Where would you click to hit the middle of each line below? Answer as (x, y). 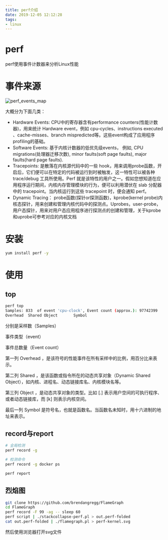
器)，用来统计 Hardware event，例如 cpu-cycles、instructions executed (88, 129)
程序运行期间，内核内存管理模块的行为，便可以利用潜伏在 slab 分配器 (89, 185)
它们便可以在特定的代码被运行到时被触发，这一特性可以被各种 (91, 172)
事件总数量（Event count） (33, 347)
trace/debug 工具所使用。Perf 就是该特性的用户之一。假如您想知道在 (85, 179)
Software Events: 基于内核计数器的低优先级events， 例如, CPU (78, 148)
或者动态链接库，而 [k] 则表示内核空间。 (47, 399)
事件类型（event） (25, 336)
